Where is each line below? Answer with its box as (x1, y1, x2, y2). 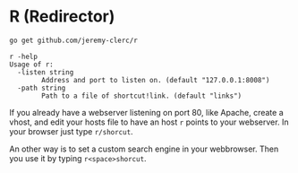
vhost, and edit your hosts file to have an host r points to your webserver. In (9, 117, 289, 127)
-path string (17, 83, 66, 92)
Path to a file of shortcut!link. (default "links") (41, 91, 243, 100)
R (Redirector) (9, 6, 115, 27)
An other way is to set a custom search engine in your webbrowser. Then (9, 143, 279, 154)
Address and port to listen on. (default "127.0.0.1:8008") (41, 75, 270, 84)
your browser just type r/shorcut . (9, 125, 133, 136)
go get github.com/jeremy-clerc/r (9, 36, 139, 45)
